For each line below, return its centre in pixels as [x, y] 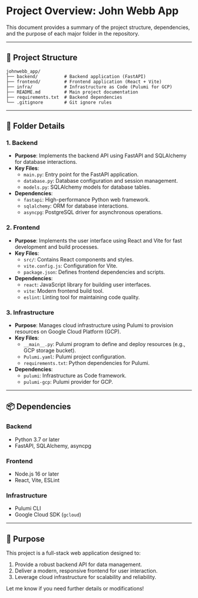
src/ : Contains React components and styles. [78, 259]
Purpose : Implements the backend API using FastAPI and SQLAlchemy [100, 156]
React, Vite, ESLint [37, 480]
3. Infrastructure [30, 312]
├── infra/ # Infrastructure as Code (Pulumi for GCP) [89, 87]
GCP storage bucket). [50, 351]
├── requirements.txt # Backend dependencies [64, 97]
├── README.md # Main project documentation [72, 92]
